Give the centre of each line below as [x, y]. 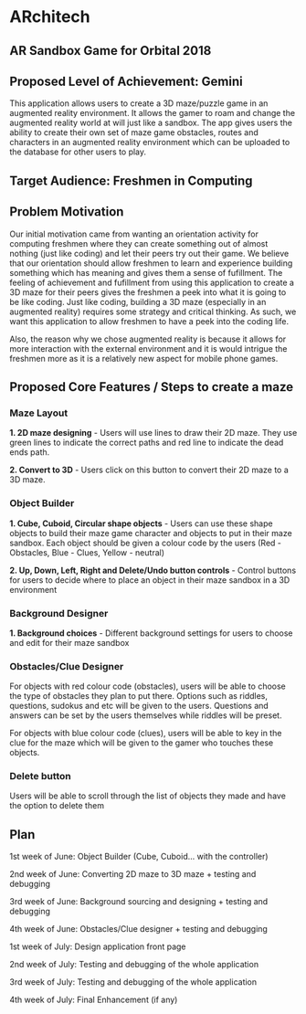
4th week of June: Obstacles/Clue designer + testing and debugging [138, 929]
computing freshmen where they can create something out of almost [139, 243]
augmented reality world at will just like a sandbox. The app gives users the [151, 123]
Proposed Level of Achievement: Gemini [127, 81]
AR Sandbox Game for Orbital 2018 [111, 51]
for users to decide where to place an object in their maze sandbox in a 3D [150, 580]
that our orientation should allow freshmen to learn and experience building [151, 263]
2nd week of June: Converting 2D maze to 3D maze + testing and [133, 874]
